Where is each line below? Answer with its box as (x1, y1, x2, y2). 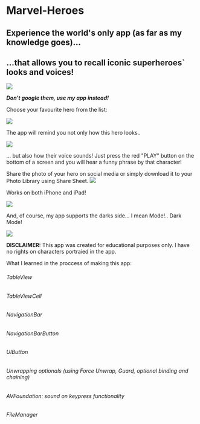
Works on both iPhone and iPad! (6, 189, 86, 196)
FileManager (6, 411, 38, 419)
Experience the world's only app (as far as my (6, 28, 182, 38)
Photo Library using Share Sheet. (6, 178, 89, 185)
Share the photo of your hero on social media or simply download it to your (6, 170, 193, 178)
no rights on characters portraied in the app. (6, 248, 117, 255)
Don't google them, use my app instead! (6, 94, 109, 101)
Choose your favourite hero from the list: (6, 106, 108, 114)
